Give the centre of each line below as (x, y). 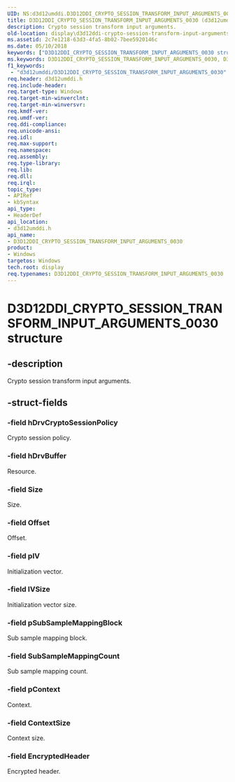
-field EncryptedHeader (49, 756)
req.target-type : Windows (45, 92)
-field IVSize (29, 590)
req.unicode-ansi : (34, 131)
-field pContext (34, 690)
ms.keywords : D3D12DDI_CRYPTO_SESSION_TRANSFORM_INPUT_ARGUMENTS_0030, (114, 59)
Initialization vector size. (42, 604)
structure (35, 338)
